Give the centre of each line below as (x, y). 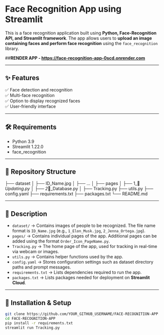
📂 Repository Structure (41, 171)
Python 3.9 (23, 141)
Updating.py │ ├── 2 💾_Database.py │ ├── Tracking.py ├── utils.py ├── (79, 189)
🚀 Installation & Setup (38, 302)
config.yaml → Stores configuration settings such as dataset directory (83, 262)
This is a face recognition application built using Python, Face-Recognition (81, 33)
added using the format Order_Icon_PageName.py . (61, 241)
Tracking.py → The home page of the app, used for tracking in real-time (85, 246)
